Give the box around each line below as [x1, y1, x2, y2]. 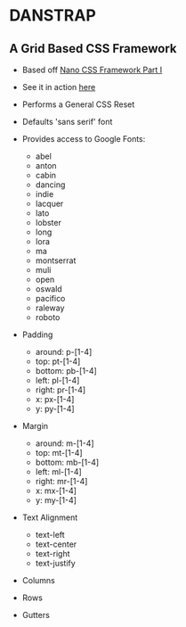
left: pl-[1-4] [35, 375, 80, 385]
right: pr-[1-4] [35, 384, 86, 395]
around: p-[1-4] [35, 347, 93, 357]
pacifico [35, 293, 66, 303]
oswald [35, 284, 62, 294]
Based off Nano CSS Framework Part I [21, 64, 163, 75]
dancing [35, 179, 66, 190]
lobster [35, 218, 62, 227]
